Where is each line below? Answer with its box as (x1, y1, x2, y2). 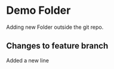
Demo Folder (6, 4, 71, 17)
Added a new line (6, 56, 50, 64)
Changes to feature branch (6, 41, 109, 51)
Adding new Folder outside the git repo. (6, 23, 104, 31)
